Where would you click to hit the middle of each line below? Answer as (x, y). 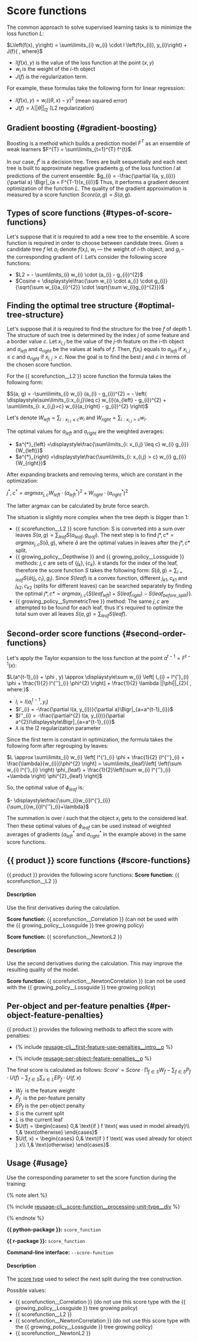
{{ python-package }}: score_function (54, 1229)
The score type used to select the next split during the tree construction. (95, 1279)
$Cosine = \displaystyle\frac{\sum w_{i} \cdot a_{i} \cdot (84, 281)
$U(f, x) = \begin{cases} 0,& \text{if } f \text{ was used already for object (103, 1138)
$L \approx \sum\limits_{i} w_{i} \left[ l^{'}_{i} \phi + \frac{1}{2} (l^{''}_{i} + (96, 757)
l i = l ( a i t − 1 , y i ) (32, 702)
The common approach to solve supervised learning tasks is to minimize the (99, 27)
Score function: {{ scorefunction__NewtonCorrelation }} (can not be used (96, 981)
